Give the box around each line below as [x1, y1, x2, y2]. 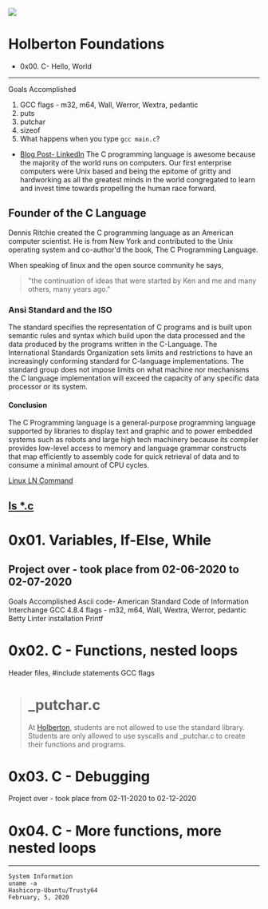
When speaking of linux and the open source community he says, [8, 260, 224, 269]
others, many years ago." [27, 284, 111, 293]
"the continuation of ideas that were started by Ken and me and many [27, 276, 257, 285]
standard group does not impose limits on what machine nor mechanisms [8, 365, 250, 375]
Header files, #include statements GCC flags [8, 668, 156, 677]
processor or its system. [8, 382, 88, 392]
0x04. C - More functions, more [8, 822, 222, 839]
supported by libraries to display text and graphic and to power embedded [8, 426, 253, 436]
